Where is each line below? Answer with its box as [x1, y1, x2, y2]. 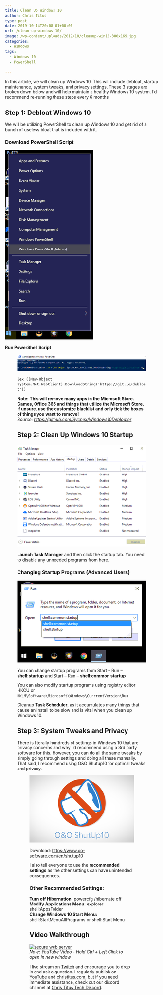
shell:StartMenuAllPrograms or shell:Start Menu [29, 917, 125, 923]
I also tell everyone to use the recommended [29, 862, 120, 868]
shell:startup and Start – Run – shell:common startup [17, 673, 126, 678]
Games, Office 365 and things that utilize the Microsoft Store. [17, 401, 145, 407]
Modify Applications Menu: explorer [29, 901, 104, 907]
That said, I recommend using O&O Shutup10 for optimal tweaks [17, 761, 145, 767]
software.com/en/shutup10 [29, 853, 84, 859]
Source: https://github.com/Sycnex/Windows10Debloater [17, 416, 132, 423]
